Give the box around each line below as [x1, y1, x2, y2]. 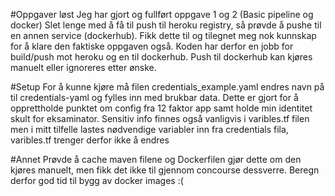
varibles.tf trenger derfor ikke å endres [10, 134, 170, 146]
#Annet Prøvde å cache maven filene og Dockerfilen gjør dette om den [10, 154, 302, 165]
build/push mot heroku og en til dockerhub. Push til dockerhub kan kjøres [10, 51, 313, 63]
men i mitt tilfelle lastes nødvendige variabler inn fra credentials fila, [10, 124, 289, 135]
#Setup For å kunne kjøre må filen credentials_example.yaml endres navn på [10, 81, 325, 93]
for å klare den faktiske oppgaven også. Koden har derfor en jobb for [10, 40, 294, 52]
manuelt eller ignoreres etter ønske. [10, 62, 157, 73]
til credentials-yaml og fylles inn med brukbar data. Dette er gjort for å [10, 92, 299, 103]
